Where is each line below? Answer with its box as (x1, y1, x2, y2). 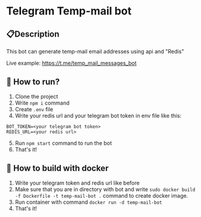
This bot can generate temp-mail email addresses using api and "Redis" (6, 48, 185, 55)
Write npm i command (14, 99, 70, 106)
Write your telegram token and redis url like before (14, 179, 140, 186)
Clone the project (14, 93, 58, 100)
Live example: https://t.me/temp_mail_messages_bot (6, 60, 137, 67)
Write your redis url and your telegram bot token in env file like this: (14, 112, 182, 119)
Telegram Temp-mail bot (6, 4, 132, 18)
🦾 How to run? (6, 77, 60, 87)
